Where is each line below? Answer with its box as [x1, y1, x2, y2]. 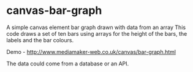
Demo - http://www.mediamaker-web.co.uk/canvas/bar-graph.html [6, 48, 176, 55]
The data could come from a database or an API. [6, 60, 129, 67]
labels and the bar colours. [6, 36, 74, 44]
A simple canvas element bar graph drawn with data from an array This [6, 24, 186, 31]
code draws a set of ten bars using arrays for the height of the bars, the [6, 30, 187, 37]
